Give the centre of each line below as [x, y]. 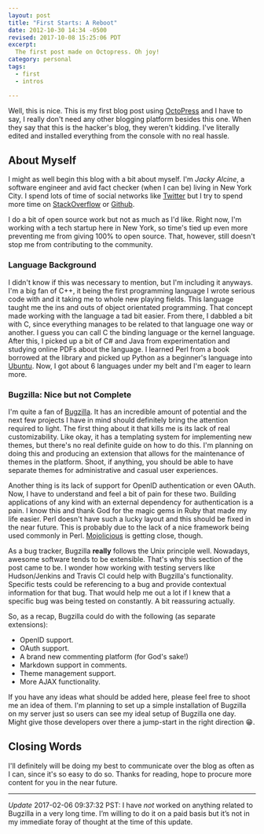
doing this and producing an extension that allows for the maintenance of [126, 453]
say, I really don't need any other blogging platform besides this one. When [130, 119]
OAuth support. [44, 648]
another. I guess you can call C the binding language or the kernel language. [132, 332]
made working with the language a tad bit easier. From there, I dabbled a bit [130, 316]
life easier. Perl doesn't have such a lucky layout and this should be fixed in [130, 518]
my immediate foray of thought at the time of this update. [101, 821]
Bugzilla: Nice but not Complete [70, 394]
